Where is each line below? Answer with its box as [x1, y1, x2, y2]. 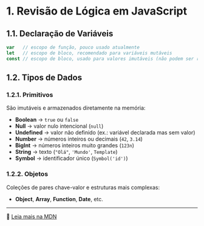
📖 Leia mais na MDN [6, 213, 57, 220]
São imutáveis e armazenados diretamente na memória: [6, 104, 146, 111]
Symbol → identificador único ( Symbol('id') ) [15, 155, 129, 162]
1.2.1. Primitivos [6, 90, 53, 99]
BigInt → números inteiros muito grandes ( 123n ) [15, 142, 135, 149]
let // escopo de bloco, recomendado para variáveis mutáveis [6, 50, 172, 56]
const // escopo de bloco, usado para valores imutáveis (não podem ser [6, 56, 194, 62]
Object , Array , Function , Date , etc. [15, 195, 103, 202]
